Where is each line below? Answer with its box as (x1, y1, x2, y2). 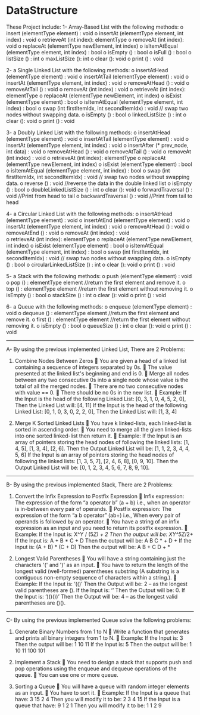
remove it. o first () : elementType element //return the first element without (6, 316, 190, 323)
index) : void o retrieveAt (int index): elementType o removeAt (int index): (6, 36, 185, 43)
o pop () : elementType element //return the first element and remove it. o (6, 279, 186, 286)
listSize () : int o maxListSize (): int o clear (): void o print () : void (6, 55, 164, 62)
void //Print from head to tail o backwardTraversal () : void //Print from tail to (6, 192, 193, 199)
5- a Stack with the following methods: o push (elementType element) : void (6, 272, 192, 279)
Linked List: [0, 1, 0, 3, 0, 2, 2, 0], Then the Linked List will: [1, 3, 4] (14, 408, 177, 415)
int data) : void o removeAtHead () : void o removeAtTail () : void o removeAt (6, 147, 192, 155)
